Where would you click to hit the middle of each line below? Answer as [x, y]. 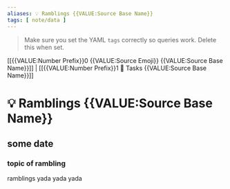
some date [30, 144]
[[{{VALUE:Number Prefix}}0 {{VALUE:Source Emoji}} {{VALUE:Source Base [115, 60]
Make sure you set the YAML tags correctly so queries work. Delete [120, 39]
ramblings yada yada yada [45, 179]
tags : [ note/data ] [37, 20]
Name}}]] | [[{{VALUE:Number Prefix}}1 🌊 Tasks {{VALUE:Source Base [107, 68]
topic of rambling [37, 163]
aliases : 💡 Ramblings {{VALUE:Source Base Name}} [80, 13]
